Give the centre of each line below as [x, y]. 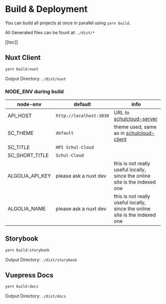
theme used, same [135, 126]
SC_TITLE [19, 147]
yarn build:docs [22, 287]
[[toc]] [12, 42]
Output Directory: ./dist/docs [36, 296]
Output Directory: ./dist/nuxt [36, 78]
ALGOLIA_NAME [27, 208]
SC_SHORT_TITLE [28, 155]
